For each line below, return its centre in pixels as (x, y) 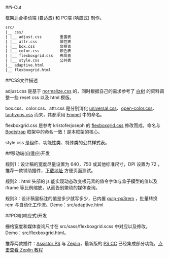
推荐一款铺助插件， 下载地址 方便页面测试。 (50, 170)
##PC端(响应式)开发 (26, 215)
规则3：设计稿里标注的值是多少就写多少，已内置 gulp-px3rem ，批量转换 (81, 198)
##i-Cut (13, 7)
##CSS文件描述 (22, 80)
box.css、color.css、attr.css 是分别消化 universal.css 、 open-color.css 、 (81, 108)
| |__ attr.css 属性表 (38, 42)
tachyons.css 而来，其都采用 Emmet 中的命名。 (55, 114)
